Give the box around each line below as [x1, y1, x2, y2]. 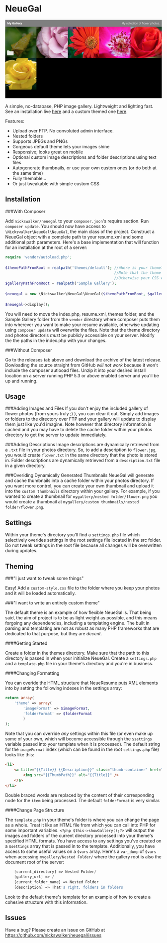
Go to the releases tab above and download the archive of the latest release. [5, 356, 162, 362]
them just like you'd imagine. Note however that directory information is [5, 421, 152, 427]
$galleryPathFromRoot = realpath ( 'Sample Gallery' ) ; [5, 281, 117, 286]
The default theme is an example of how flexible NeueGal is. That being [5, 609, 152, 615]
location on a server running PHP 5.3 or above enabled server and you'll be [5, 372, 159, 378]
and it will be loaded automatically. [5, 590, 76, 596]
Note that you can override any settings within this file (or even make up [5, 730, 153, 737]
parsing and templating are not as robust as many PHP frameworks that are [5, 625, 160, 631]
